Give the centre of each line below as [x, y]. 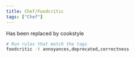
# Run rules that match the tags [47, 44]
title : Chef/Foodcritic [35, 11]
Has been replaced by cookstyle [45, 33]
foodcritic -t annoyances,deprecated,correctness [68, 49]
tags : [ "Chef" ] [25, 17]
